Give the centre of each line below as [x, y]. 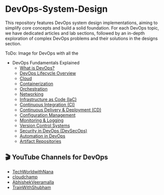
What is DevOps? [37, 68]
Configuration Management [48, 115]
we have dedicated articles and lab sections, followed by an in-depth [75, 33]
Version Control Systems [45, 125]
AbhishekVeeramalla [33, 182]
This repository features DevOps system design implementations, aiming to [82, 23]
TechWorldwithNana [33, 171]
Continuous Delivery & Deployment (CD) [61, 110]
